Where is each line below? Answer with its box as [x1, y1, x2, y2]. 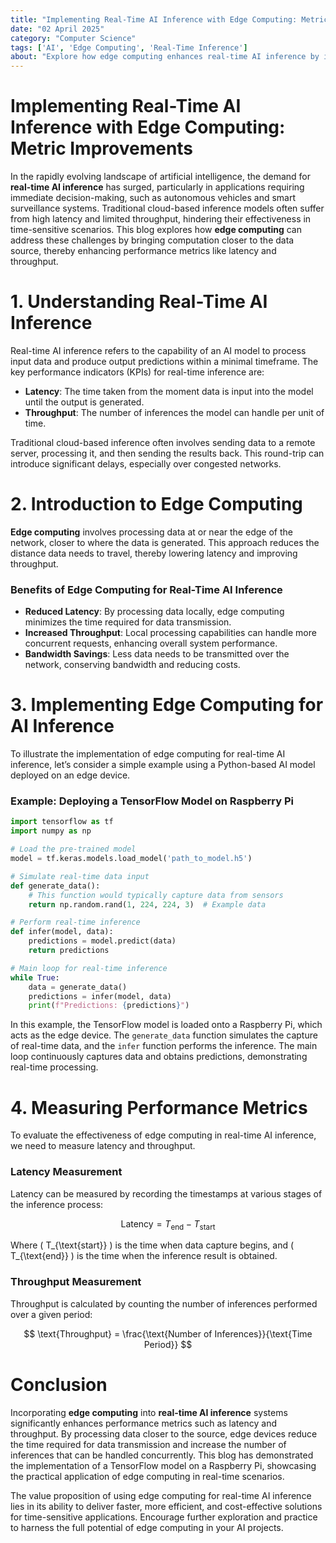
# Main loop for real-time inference [10, 963, 168, 973]
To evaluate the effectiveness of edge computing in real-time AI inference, [10, 1129, 317, 1141]
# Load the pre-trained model [10, 844, 137, 855]
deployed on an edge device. [10, 769, 131, 781]
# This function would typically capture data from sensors [28, 890, 284, 900]
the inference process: [10, 1198, 104, 1210]
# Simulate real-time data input [10, 871, 150, 881]
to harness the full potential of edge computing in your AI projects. [10, 1521, 284, 1533]
